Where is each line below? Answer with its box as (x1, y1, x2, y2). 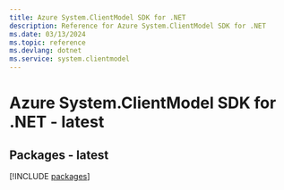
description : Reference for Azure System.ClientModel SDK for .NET (9, 21, 267, 30)
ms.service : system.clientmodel (9, 54, 130, 63)
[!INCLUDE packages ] (9, 171, 90, 181)
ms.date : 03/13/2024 (9, 29, 87, 38)
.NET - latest (9, 112, 105, 132)
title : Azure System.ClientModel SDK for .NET (9, 12, 186, 22)
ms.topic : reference (9, 37, 87, 47)
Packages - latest (9, 147, 109, 162)
